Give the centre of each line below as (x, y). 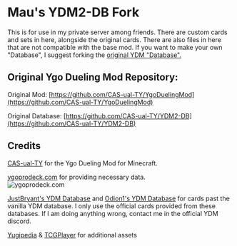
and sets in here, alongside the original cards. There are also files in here (114, 39)
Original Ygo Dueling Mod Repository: (93, 77)
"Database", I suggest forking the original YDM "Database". (95, 55)
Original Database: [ (37, 116)
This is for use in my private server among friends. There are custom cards (117, 32)
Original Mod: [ (29, 94)
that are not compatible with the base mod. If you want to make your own (115, 47)
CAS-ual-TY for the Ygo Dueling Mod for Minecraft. (83, 163)
